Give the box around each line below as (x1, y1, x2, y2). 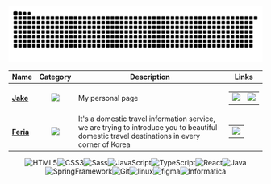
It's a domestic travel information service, (77, 114, 216, 123)
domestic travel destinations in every (77, 132, 200, 140)
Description (130, 72, 171, 82)
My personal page (77, 94, 139, 103)
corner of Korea (77, 140, 131, 149)
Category (39, 72, 72, 82)
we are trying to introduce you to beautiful (77, 123, 218, 132)
